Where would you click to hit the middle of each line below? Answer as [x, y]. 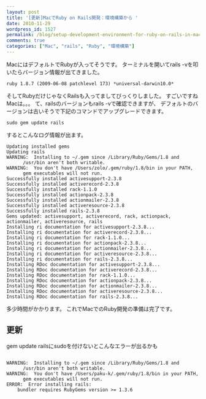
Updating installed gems [38, 146]
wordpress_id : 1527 [31, 29]
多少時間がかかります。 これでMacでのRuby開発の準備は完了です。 [91, 309]
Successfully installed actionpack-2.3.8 [60, 195]
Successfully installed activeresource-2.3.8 [65, 205]
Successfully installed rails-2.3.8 [53, 211]
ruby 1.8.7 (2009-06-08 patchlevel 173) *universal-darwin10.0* [90, 83]
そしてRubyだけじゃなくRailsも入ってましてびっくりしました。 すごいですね [102, 96]
